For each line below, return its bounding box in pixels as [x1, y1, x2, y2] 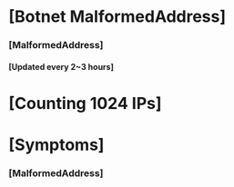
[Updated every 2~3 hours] [8, 61, 115, 72]
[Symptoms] [8, 134, 105, 155]
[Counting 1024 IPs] [8, 93, 162, 113]
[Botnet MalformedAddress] [8, 6, 227, 27]
